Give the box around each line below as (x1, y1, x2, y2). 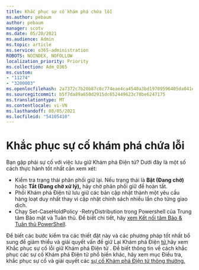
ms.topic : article (6, 42, 52, 48)
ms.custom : (6, 69, 33, 75)
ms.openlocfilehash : (6, 86, 57, 92)
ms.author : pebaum (6, 14, 52, 20)
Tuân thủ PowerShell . (14, 221, 67, 228)
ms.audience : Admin (6, 36, 54, 42)
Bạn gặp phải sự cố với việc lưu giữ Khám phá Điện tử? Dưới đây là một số (6, 158, 187, 166)
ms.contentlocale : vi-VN (6, 102, 68, 109)
